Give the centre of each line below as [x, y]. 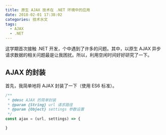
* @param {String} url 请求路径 [40, 105]
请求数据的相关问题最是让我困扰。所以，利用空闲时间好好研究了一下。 [79, 55]
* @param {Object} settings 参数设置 [46, 110]
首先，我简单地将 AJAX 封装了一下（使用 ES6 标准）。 [61, 86]
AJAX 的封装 [25, 72]
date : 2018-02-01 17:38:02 [34, 15]
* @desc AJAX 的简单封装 [32, 100]
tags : [11, 24]
